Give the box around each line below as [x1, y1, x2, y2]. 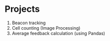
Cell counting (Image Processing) [11, 25, 81, 31]
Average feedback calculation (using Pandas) [11, 30, 106, 36]
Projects [4, 3, 40, 15]
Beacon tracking [11, 20, 46, 26]
